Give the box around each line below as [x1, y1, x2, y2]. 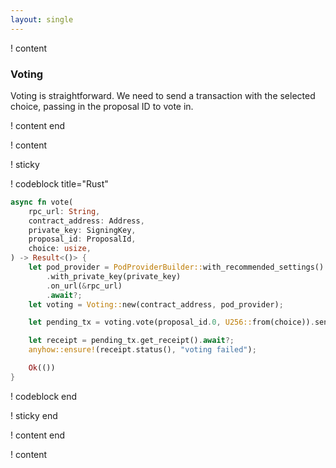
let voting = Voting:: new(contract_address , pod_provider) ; [28, 299, 284, 310]
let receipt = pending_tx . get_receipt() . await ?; [28, 336, 235, 346]
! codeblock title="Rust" [10, 177, 109, 190]
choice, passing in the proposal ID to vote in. [10, 100, 194, 112]
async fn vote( [10, 197, 74, 207]
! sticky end [10, 409, 58, 421]
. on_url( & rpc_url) [46, 281, 123, 291]
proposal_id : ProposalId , [28, 234, 137, 245]
